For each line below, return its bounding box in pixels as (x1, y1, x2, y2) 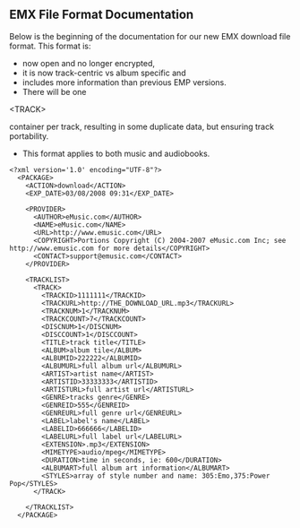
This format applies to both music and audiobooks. (21, 148, 210, 159)
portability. (9, 130, 49, 142)
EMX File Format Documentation (9, 7, 194, 22)
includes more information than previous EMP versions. (21, 76, 227, 88)
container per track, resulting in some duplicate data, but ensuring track (9, 121, 275, 132)
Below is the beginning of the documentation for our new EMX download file (9, 30, 291, 41)
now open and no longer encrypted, (21, 57, 155, 68)
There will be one (21, 86, 87, 97)
